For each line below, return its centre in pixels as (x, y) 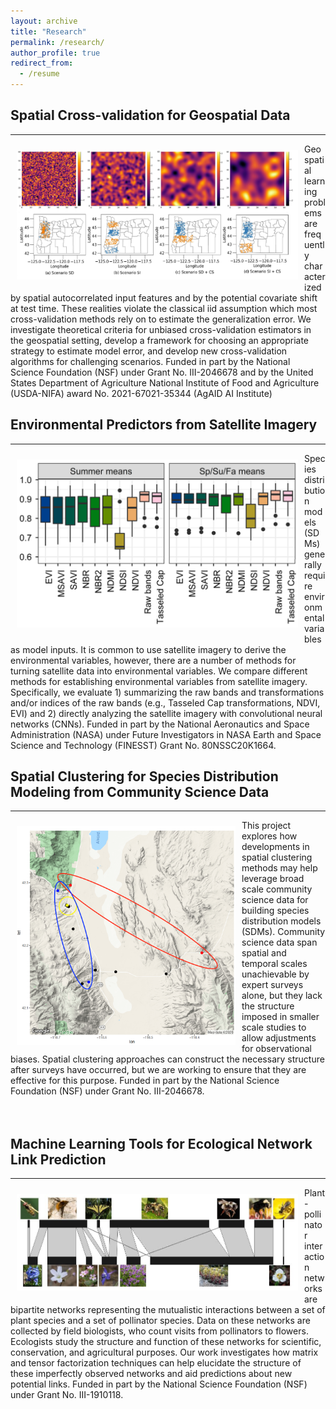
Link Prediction (58, 1159)
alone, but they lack (282, 996)
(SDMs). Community (283, 932)
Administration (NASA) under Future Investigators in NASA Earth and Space (166, 734)
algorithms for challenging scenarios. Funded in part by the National (150, 361)
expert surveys (272, 985)
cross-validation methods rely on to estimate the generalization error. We (161, 319)
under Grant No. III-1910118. (67, 1395)
